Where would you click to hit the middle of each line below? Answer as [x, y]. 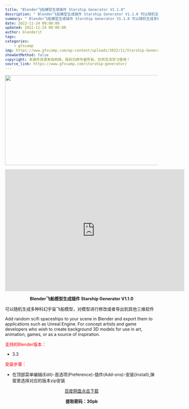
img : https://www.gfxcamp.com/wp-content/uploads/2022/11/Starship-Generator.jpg [90, 50]
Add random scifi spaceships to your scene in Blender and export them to [79, 319]
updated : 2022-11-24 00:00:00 [36, 28]
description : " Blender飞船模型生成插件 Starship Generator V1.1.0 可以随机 [80, 14]
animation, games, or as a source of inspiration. [53, 334]
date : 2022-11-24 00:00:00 [32, 23]
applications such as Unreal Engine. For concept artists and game [71, 324]
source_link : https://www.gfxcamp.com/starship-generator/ [66, 64]
